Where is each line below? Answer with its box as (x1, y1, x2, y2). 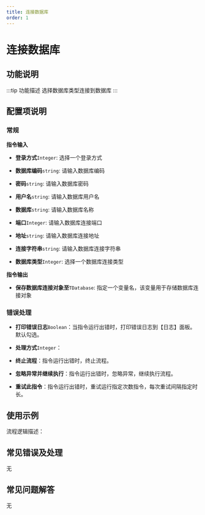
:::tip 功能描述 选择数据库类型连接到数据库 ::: (6, 86, 118, 94)
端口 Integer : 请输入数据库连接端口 (15, 219, 102, 226)
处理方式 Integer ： (15, 344, 62, 352)
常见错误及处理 (6, 447, 63, 458)
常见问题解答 (6, 484, 55, 495)
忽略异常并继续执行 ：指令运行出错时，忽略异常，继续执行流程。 (15, 370, 176, 377)
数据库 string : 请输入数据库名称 (15, 206, 94, 213)
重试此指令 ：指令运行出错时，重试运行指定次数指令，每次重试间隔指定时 (15, 383, 198, 390)
